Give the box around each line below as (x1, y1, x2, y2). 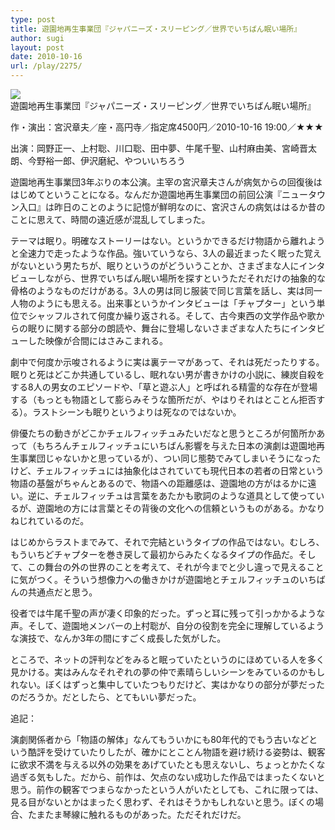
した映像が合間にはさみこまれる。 (27, 335, 168, 346)
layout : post (10, 42, 65, 53)
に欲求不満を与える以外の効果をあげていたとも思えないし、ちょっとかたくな (10, 759, 326, 770)
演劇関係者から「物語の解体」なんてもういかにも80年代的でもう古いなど (10, 734, 310, 745)
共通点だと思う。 (27, 586, 98, 598)
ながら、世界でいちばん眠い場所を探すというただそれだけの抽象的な (44, 272, 326, 284)
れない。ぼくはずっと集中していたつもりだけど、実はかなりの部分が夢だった (10, 679, 325, 690)
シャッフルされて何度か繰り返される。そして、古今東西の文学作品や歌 (27, 310, 317, 321)
